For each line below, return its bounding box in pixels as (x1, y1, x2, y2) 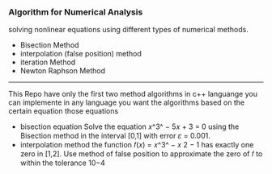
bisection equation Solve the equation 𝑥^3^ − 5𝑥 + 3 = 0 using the (19, 122, 240, 131)
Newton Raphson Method (19, 66, 106, 76)
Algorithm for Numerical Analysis (8, 6, 143, 18)
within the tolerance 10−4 (19, 158, 105, 168)
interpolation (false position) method (19, 49, 142, 59)
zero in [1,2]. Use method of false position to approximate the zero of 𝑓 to (19, 149, 263, 159)
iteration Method (19, 57, 76, 67)
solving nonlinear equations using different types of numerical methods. (8, 25, 249, 35)
